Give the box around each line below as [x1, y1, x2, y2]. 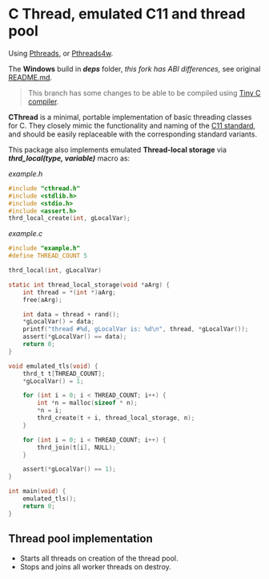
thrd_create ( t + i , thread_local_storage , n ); [37, 414, 195, 422]
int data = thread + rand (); [22, 310, 120, 318]
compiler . [27, 96, 59, 106]
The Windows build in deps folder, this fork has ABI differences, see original [8, 63, 261, 73]
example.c [8, 229, 42, 239]
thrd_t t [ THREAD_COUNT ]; [22, 369, 106, 377]
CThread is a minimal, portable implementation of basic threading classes [8, 112, 252, 121]
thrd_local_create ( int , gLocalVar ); [8, 214, 130, 222]
